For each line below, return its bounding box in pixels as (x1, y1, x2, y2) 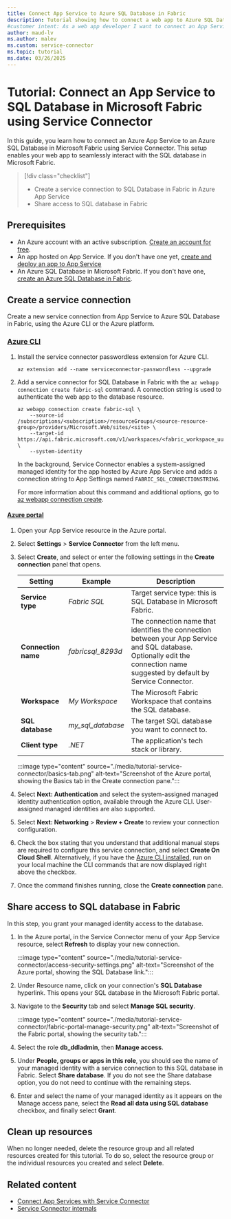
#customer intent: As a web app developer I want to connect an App (7, 23, 208, 30)
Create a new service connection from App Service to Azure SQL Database (7, 312, 220, 320)
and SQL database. (131, 642, 193, 652)
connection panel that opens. (16, 560, 102, 568)
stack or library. (131, 744, 182, 754)
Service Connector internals (16, 1205, 97, 1213)
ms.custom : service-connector (7, 42, 94, 49)
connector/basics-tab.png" (16, 769, 94, 778)
